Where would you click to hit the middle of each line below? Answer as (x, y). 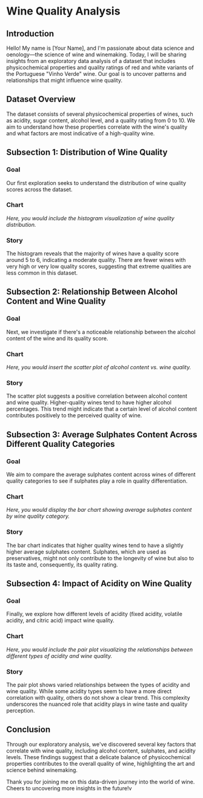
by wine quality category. (38, 516)
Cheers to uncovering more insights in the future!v (69, 788)
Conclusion (28, 730)
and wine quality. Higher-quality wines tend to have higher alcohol (89, 403)
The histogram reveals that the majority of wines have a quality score (92, 253)
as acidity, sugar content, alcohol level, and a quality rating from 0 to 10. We (101, 120)
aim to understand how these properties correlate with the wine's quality (97, 127)
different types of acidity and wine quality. (59, 655)
